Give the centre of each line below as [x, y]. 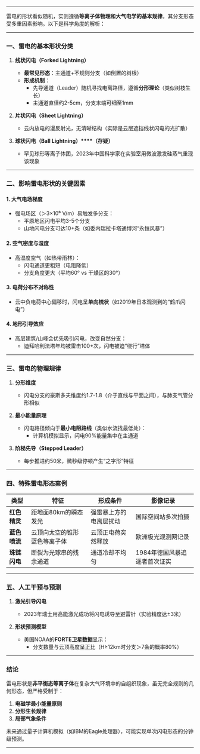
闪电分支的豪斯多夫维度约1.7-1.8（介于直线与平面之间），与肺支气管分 [108, 396]
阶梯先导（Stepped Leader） [51, 448]
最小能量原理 [30, 415]
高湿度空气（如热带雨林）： [47, 258]
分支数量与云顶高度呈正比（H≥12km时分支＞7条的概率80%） [107, 646]
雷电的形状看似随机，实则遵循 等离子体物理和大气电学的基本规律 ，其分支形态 [100, 16]
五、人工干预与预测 [34, 587]
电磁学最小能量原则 [38, 704]
